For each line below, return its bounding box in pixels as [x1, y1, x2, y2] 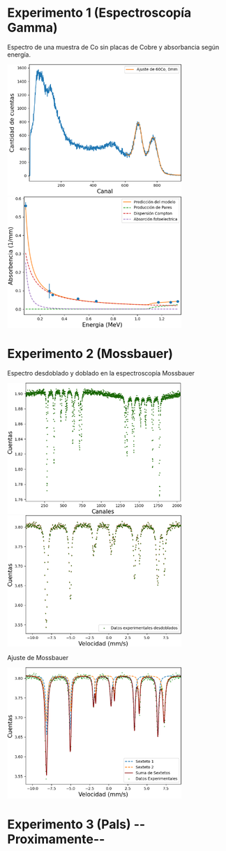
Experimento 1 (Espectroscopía [7, 5, 192, 21]
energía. [7, 50, 31, 59]
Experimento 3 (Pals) [7, 817, 131, 833]
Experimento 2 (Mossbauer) [7, 346, 173, 362]
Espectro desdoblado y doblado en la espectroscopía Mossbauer [7, 369, 195, 377]
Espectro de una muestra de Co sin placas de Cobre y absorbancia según [7, 43, 220, 51]
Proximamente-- [7, 831, 105, 848]
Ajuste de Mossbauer [7, 653, 69, 662]
